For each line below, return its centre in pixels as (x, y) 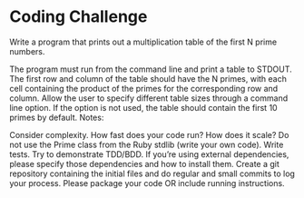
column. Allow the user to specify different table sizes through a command (149, 98)
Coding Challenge (78, 17)
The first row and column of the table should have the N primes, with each (148, 78)
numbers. (27, 51)
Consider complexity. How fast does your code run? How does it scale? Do (149, 134)
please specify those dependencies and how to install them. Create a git (144, 163)
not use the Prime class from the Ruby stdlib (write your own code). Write (147, 144)
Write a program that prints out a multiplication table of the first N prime (143, 42)
